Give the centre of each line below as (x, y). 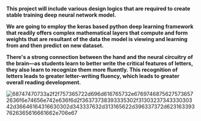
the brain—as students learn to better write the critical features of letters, (100, 63)
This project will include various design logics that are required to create (98, 9)
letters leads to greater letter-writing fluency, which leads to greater (93, 76)
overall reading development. (44, 82)
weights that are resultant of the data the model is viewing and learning (97, 39)
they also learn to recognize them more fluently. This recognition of (92, 70)
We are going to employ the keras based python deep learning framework (100, 27)
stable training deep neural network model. (61, 15)
